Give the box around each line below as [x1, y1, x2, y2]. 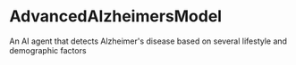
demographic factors [9, 45, 87, 55]
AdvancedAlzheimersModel [9, 6, 222, 27]
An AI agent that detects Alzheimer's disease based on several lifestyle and [9, 36, 288, 46]
